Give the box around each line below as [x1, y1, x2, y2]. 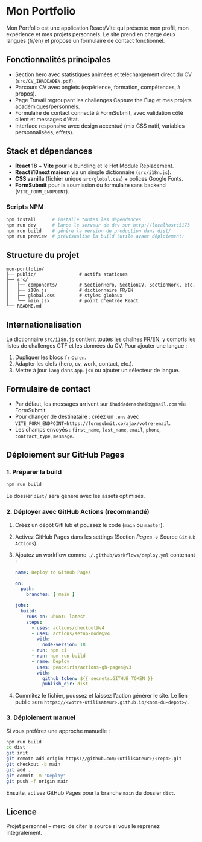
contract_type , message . [14, 432, 74, 439]
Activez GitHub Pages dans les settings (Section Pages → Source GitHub [14, 533, 196, 540]
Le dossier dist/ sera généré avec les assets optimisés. [6, 493, 145, 500]
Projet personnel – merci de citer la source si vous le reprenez [6, 823, 160, 830]
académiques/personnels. [14, 103, 80, 110]
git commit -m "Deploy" [6, 772, 66, 779]
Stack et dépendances [6, 146, 93, 157]
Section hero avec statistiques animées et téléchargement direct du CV [14, 71, 192, 78]
